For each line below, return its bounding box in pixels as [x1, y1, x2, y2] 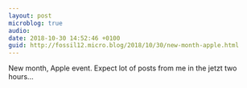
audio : [8, 26, 31, 34]
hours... [8, 72, 34, 82]
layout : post [8, 11, 52, 20]
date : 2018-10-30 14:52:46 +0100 [8, 34, 121, 42]
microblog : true [8, 19, 63, 27]
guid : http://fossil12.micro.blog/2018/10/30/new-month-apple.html [8, 42, 240, 50]
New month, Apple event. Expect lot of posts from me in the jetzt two [8, 63, 237, 73]
